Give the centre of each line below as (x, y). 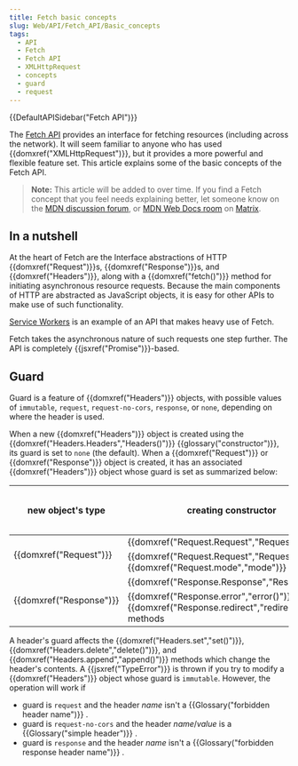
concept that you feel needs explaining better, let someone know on (155, 199)
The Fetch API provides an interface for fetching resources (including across (149, 134)
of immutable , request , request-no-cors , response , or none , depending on (141, 407)
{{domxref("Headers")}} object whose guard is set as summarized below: (143, 472)
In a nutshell (43, 236)
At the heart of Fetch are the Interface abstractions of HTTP (118, 258)
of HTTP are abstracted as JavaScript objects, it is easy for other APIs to (142, 295)
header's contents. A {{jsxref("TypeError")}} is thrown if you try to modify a (147, 669)
